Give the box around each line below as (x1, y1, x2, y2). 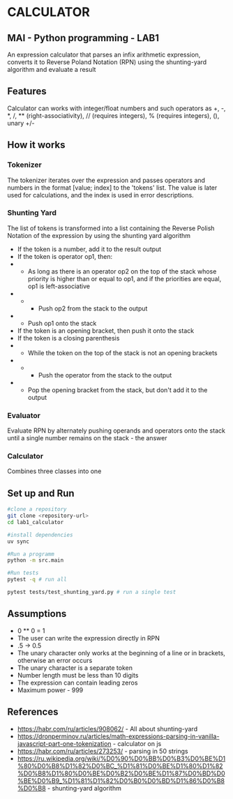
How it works (7, 139, 66, 151)
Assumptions (7, 608, 67, 620)
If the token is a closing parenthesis (17, 334, 120, 342)
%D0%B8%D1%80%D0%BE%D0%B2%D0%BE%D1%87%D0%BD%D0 (17, 769, 225, 777)
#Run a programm (7, 551, 54, 558)
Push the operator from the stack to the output (38, 371, 172, 379)
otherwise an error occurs (17, 656, 93, 664)
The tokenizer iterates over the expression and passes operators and (7, 176, 206, 184)
